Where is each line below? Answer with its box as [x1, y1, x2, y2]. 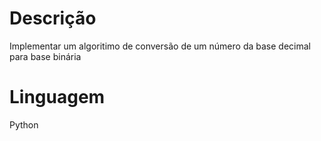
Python [9, 118, 39, 131]
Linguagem [9, 86, 106, 109]
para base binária [9, 50, 82, 62]
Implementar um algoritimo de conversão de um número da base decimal [9, 40, 311, 52]
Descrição [9, 7, 97, 30]
